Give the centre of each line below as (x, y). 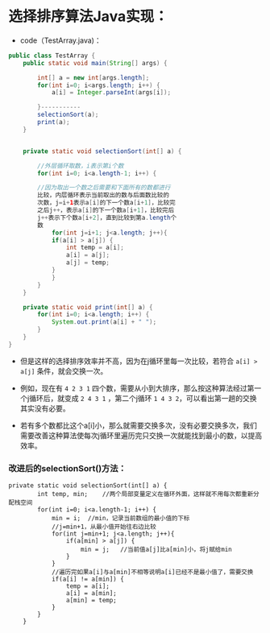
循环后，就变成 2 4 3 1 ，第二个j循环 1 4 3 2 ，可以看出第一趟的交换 (143, 398)
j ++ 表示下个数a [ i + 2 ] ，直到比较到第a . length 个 (107, 217)
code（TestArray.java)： (61, 40)
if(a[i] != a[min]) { (88, 579)
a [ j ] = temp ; (88, 263)
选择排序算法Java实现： (88, 17)
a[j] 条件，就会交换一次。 (64, 370)
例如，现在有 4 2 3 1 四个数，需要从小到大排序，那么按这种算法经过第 (137, 388)
